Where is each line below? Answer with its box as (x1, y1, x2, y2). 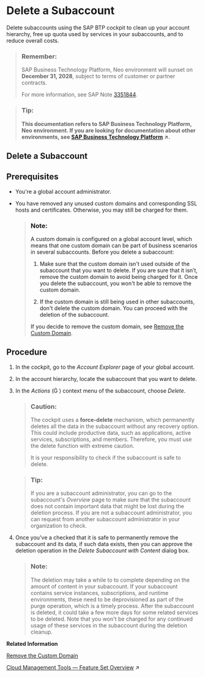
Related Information (6, 640, 58, 647)
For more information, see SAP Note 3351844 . (21, 91, 138, 98)
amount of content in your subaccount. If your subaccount (30, 582, 178, 590)
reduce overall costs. (6, 37, 59, 44)
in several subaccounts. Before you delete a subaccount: (30, 248, 174, 256)
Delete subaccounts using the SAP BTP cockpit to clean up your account (6, 24, 190, 31)
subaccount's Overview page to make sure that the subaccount (30, 496, 191, 503)
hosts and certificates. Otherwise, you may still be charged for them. (15, 206, 188, 213)
